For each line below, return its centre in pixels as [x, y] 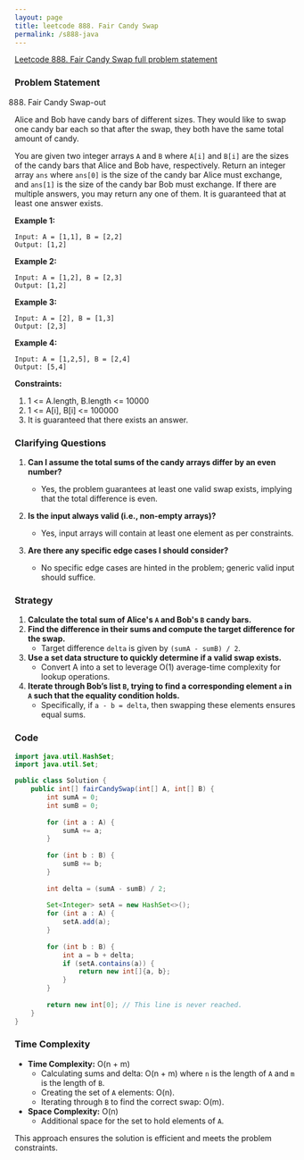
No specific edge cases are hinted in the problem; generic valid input [168, 567]
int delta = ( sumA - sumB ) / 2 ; [107, 889]
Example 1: [35, 221]
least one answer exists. [59, 203]
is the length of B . [73, 1082]
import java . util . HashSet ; [65, 756]
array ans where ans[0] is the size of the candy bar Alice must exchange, [148, 174]
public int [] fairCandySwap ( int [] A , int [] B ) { [123, 789]
